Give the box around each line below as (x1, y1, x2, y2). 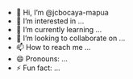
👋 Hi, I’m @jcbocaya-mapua (15, 8, 109, 17)
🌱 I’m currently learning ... (15, 25, 102, 34)
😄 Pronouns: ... (15, 54, 69, 64)
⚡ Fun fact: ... (15, 63, 60, 73)
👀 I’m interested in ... (15, 16, 85, 26)
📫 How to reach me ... (15, 43, 91, 52)
